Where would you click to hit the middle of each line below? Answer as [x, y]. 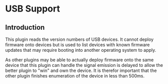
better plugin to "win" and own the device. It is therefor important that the [81, 70]
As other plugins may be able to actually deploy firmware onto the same [79, 60]
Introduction [25, 27]
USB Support [33, 9]
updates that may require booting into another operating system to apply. [81, 50]
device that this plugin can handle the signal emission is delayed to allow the [84, 65]
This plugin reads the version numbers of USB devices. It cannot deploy [79, 39]
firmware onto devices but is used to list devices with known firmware [77, 45]
